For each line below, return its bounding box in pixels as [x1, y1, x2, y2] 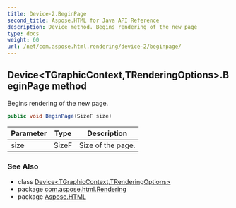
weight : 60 [7, 37, 40, 44]
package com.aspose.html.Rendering [17, 185, 127, 193]
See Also [7, 161, 39, 171]
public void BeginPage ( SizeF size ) [7, 112, 112, 120]
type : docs [7, 30, 40, 37]
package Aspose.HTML [17, 192, 87, 201]
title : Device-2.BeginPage [7, 10, 87, 18]
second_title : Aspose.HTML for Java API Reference [7, 17, 160, 24]
